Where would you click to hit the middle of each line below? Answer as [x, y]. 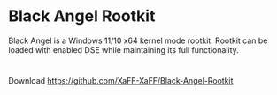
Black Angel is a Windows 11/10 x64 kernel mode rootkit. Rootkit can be [138, 40]
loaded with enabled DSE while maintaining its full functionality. [124, 49]
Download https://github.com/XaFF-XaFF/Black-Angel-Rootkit [121, 81]
